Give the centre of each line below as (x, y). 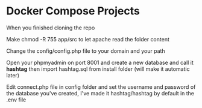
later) (13, 75)
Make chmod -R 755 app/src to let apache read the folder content (88, 39)
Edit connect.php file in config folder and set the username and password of (101, 87)
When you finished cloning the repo (51, 28)
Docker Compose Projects (73, 11)
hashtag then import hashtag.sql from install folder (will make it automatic (98, 69)
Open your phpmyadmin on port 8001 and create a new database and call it (100, 62)
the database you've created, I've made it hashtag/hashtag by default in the (100, 93)
